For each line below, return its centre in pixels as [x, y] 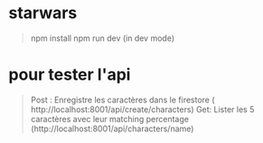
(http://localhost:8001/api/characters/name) [112, 129]
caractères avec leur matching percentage [109, 119]
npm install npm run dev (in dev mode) [103, 38]
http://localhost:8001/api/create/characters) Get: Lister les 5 [142, 109]
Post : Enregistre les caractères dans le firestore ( [122, 100]
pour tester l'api [70, 75]
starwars [43, 13]
